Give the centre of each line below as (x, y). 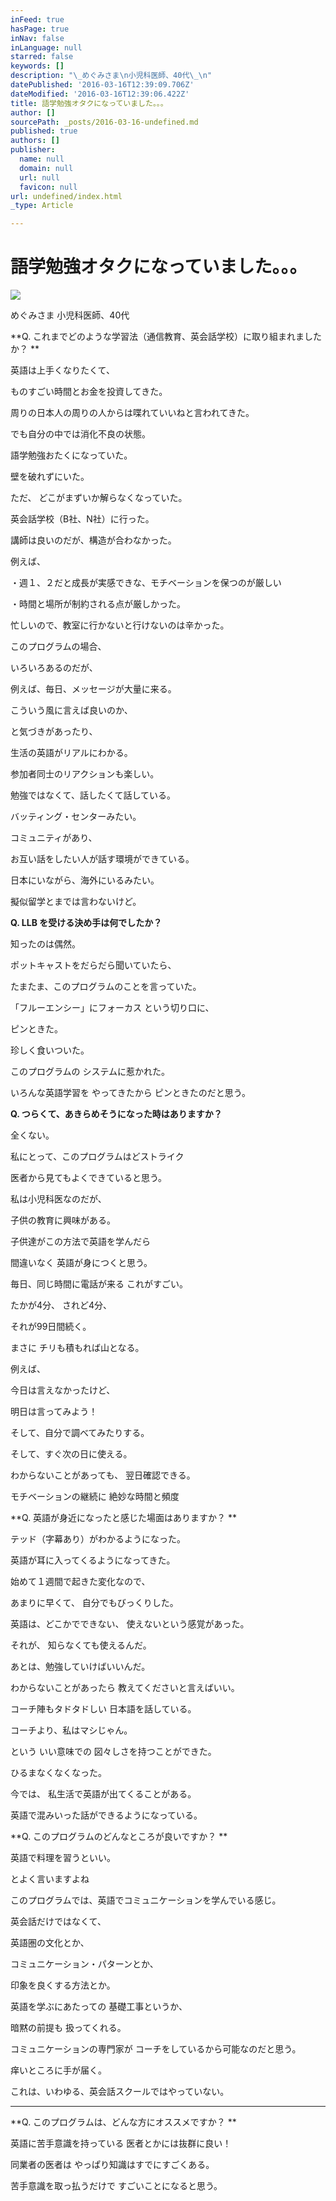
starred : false (42, 57)
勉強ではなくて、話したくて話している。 (93, 795)
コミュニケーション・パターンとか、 (84, 1964)
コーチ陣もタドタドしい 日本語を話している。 (103, 1709)
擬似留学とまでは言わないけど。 (76, 902)
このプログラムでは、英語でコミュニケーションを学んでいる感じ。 (146, 1900)
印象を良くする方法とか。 (63, 1985)
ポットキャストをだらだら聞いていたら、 (93, 965)
